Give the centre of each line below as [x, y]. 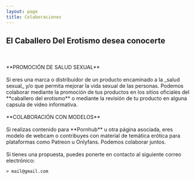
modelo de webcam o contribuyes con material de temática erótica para [93, 136]
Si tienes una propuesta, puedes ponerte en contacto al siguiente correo [94, 154]
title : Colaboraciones [34, 17]
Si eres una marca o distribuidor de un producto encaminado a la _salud [93, 80]
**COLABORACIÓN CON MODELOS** [53, 117]
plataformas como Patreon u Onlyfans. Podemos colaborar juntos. [86, 142]
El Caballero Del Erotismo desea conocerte [86, 41]
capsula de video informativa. [42, 105]
